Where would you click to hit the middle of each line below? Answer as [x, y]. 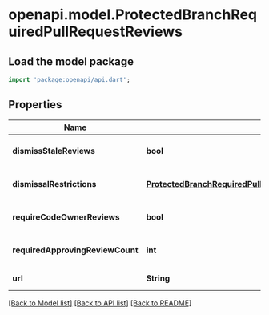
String [158, 278]
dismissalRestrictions [54, 184]
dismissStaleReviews [54, 151]
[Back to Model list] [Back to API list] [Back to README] [100, 303]
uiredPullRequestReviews [95, 32]
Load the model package [71, 61]
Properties [35, 105]
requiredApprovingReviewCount [75, 250]
